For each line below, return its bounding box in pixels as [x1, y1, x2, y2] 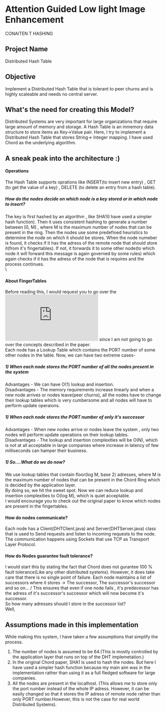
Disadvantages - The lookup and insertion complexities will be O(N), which [5, 437, 158, 443]
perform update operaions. [5, 403, 60, 409]
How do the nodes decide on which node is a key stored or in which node [5, 195, 158, 202]
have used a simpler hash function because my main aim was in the [12, 665, 151, 671]
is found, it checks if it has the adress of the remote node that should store [5, 240, 158, 246]
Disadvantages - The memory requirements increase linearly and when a [5, 387, 155, 393]
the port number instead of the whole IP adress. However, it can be [12, 686, 150, 692]
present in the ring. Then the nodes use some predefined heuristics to [5, 229, 148, 235]
